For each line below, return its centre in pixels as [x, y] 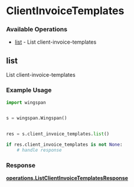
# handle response [39, 150]
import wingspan [26, 102]
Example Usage [29, 90]
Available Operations [37, 29]
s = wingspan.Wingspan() [37, 118]
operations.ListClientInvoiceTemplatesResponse [67, 178]
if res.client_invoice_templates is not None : [64, 145]
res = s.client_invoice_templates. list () [58, 134]
